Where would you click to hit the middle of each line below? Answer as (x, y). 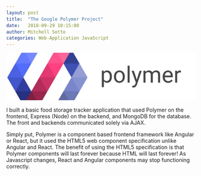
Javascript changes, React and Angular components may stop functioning (98, 160)
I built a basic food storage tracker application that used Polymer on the (95, 110)
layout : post (23, 13)
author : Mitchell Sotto (36, 32)
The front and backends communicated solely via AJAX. (76, 123)
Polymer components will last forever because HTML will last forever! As (96, 154)
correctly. (18, 166)
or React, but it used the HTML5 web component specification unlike (91, 141)
